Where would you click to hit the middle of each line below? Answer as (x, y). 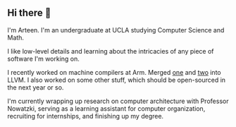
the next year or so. (36, 87)
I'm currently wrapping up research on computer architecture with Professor (118, 101)
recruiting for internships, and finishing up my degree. (86, 116)
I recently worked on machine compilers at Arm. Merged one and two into (114, 72)
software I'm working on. (43, 59)
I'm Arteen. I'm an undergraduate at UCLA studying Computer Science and (116, 30)
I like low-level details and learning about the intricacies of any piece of (111, 51)
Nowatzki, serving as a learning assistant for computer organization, (106, 108)
